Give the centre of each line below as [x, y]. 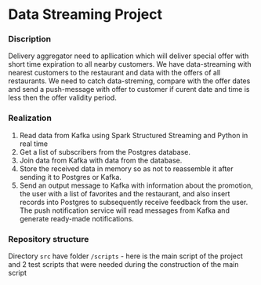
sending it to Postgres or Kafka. [70, 177]
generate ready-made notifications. [77, 218]
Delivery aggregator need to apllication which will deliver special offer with [129, 56]
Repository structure [49, 239]
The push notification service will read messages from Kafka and [124, 210]
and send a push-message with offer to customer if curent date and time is [129, 90]
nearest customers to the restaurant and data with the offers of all [114, 73]
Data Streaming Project [85, 15]
